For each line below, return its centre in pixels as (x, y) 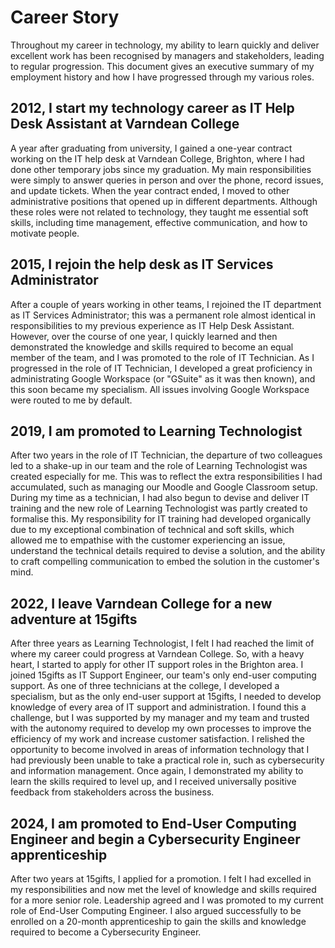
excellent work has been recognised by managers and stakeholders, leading (167, 55)
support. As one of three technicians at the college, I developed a (145, 686)
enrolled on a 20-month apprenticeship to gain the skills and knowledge (158, 921)
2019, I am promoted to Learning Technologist (156, 431)
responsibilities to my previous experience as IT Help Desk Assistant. (152, 325)
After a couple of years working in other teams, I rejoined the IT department (166, 304)
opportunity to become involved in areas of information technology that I (160, 750)
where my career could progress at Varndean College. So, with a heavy (157, 654)
